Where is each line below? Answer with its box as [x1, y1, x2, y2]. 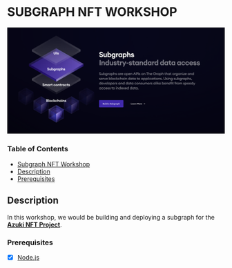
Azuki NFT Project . [7, 220, 62, 229]
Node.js [17, 253, 40, 261]
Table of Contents [7, 144, 69, 154]
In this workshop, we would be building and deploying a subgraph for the [7, 213, 215, 221]
